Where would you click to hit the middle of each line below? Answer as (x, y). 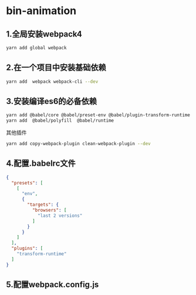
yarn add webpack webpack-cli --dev (52, 81)
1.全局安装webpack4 (44, 34)
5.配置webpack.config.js (53, 285)
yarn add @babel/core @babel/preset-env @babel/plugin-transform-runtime (98, 115)
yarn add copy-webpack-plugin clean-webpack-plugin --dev (78, 144)
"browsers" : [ (49, 210)
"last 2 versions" (60, 216)
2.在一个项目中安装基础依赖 (56, 68)
